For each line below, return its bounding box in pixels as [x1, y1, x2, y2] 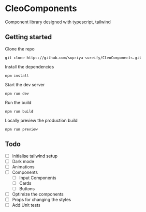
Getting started [5, 33, 52, 41]
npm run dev [5, 91, 29, 96]
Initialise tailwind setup [12, 153, 58, 159]
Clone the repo [5, 46, 35, 51]
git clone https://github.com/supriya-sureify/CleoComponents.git [5, 55, 142, 60]
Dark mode [12, 158, 35, 164]
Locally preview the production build [5, 117, 78, 123]
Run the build [5, 99, 31, 105]
